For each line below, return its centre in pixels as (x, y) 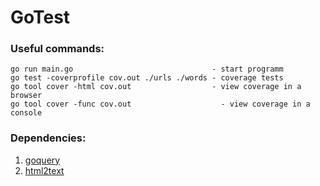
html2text (44, 170)
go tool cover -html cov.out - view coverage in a (156, 87)
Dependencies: (48, 138)
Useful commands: (57, 49)
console (26, 113)
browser (26, 96)
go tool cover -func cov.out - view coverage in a (160, 104)
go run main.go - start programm (147, 69)
